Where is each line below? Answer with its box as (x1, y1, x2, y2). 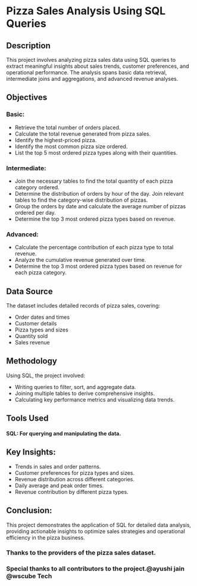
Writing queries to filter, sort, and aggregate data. (14, 383, 136, 390)
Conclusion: (6, 506, 52, 516)
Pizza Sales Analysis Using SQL (6, 4, 166, 18)
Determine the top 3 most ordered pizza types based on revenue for (14, 263, 183, 270)
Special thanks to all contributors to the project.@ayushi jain (6, 565, 185, 573)
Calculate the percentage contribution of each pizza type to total (14, 244, 174, 251)
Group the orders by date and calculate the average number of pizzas (14, 202, 186, 209)
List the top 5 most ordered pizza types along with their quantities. (14, 149, 178, 156)
